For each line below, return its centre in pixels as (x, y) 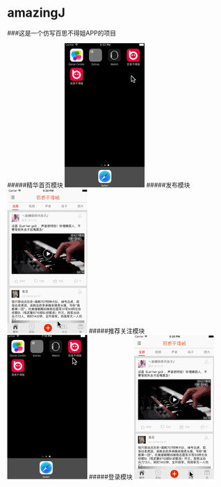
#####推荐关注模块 (117, 331)
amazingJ (36, 13)
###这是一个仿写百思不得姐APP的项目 (62, 33)
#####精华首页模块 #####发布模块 (99, 185)
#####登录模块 (111, 477)
